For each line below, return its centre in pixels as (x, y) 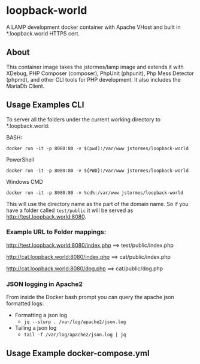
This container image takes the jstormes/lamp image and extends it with (95, 67)
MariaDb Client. (25, 86)
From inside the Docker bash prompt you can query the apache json (90, 297)
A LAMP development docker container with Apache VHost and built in (93, 27)
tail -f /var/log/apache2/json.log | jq (75, 335)
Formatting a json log (41, 315)
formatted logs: (25, 303)
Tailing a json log (36, 328)
